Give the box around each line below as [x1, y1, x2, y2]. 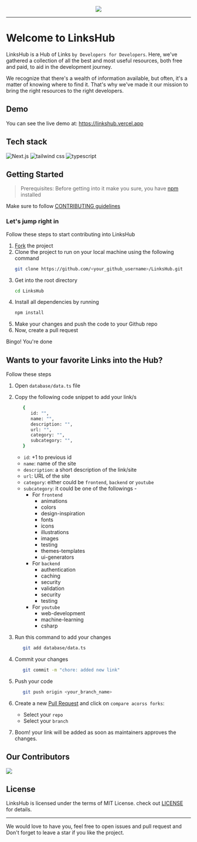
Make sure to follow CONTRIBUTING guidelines [6, 203, 121, 210]
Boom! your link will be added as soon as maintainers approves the [14, 729, 176, 736]
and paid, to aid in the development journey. [6, 63, 113, 70]
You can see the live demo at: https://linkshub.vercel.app [6, 120, 144, 127]
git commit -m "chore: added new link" [22, 667, 120, 673]
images [40, 535, 59, 542]
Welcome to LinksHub [6, 32, 116, 45]
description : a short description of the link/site [23, 467, 137, 474]
